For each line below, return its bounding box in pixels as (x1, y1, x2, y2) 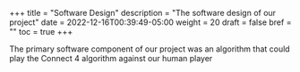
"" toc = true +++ (9, 27, 73, 36)
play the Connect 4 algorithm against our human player (9, 53, 213, 63)
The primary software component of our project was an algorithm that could (9, 44, 290, 54)
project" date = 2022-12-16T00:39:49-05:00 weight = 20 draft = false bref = (9, 17, 292, 28)
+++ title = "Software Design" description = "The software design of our (9, 8, 276, 18)
